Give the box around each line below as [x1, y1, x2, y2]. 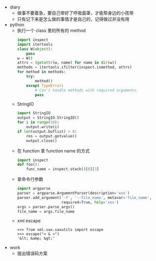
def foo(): [17, 162, 40, 167]
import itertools [17, 42, 53, 47]
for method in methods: [17, 69, 66, 74]
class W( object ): [17, 46, 53, 51]
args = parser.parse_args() [17, 204, 75, 209]
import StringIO [17, 111, 51, 116]
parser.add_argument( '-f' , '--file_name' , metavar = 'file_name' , [17, 195, 152, 200]
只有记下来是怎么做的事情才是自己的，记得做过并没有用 [17, 16, 129, 22]
